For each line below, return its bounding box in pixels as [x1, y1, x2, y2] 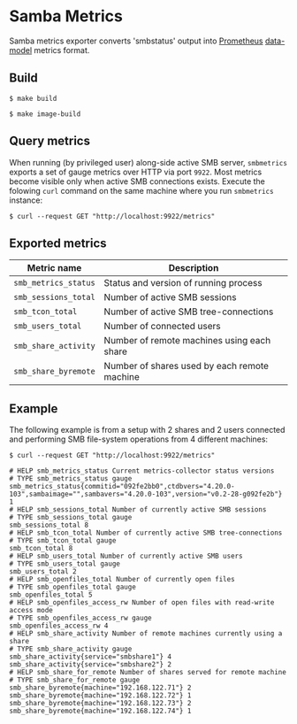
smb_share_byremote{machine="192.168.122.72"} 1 [9, 691, 192, 700]
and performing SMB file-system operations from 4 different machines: [9, 434, 268, 444]
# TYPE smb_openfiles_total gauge [9, 582, 137, 592]
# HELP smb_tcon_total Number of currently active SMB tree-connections [9, 528, 283, 537]
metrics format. [34, 44, 90, 55]
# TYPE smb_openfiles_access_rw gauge [9, 613, 152, 623]
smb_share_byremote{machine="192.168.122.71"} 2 [9, 683, 192, 692]
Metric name [27, 262, 82, 274]
